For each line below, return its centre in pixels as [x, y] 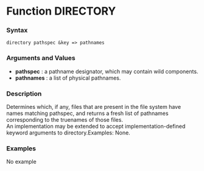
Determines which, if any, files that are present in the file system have [94, 107]
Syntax [17, 30]
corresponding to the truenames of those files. [65, 120]
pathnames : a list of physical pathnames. [68, 78]
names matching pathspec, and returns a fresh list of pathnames [87, 113]
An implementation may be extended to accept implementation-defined [96, 127]
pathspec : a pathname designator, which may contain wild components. [107, 71]
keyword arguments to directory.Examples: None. [69, 133]
